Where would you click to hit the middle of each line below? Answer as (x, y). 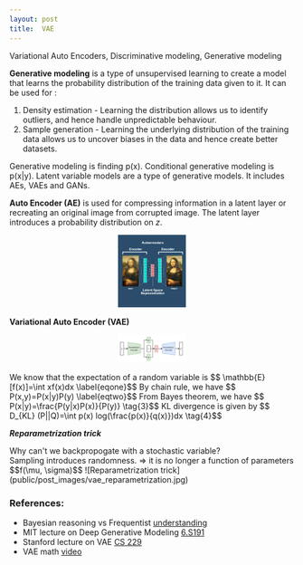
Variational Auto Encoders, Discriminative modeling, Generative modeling (146, 55)
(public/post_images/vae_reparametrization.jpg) (99, 479)
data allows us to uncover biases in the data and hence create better (150, 139)
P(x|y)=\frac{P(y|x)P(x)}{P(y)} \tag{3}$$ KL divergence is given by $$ (140, 406)
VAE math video (52, 551)
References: (37, 503)
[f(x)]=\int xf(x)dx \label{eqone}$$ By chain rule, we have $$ (123, 387)
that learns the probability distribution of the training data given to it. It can (148, 82)
